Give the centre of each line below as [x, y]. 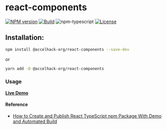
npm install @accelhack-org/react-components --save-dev [67, 49]
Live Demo [17, 93]
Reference [17, 104]
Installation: [25, 38]
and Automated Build [35, 121]
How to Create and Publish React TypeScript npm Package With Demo [87, 116]
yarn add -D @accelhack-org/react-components [55, 69]
